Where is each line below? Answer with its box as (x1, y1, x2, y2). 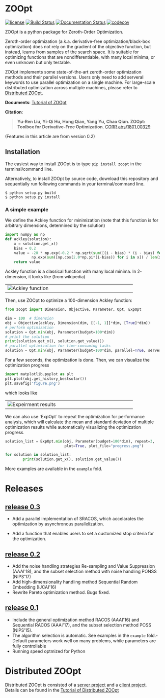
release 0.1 (5, 604, 39, 612)
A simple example (5, 206, 49, 213)
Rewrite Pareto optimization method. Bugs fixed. (12, 589, 110, 595)
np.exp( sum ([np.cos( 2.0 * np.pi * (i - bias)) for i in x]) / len (31, 255, 157, 260)
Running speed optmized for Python (12, 648, 85, 654)
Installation (5, 147, 40, 156)
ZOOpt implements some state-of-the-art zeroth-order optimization (5, 69, 141, 74)
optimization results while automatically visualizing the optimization (5, 424, 141, 430)
